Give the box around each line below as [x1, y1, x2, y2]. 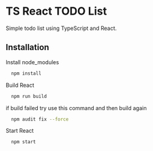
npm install [11, 70, 42, 76]
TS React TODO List [5, 4, 107, 18]
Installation [5, 42, 49, 53]
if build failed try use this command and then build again [5, 104, 147, 111]
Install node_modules [5, 58, 59, 65]
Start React [5, 127, 34, 134]
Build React [5, 81, 35, 89]
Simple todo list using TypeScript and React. [5, 24, 117, 32]
